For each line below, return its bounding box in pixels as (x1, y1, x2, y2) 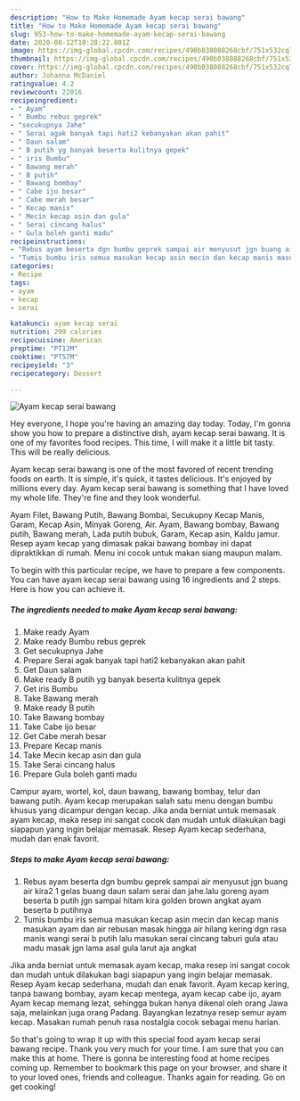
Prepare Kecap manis (22, 741, 102, 752)
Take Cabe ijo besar (22, 721, 97, 732)
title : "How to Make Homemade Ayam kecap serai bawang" (10, 21, 222, 30)
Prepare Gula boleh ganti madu (22, 768, 137, 780)
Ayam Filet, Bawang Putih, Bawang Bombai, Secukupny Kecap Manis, (10, 510, 265, 521)
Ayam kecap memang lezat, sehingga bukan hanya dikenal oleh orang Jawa (10, 998, 288, 1008)
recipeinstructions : (10, 237, 87, 246)
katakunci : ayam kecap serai (10, 319, 118, 328)
